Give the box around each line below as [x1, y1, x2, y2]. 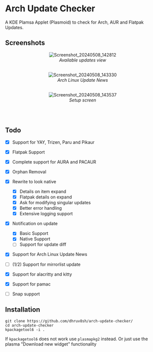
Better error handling [19, 205, 62, 211]
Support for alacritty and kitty [12, 271, 72, 277]
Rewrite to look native [12, 178, 57, 185]
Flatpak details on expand [19, 194, 72, 200]
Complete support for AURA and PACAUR [12, 159, 96, 165]
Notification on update [12, 221, 58, 226]
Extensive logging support [19, 211, 73, 217]
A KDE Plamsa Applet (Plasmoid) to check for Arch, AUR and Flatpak [5, 19, 144, 25]
